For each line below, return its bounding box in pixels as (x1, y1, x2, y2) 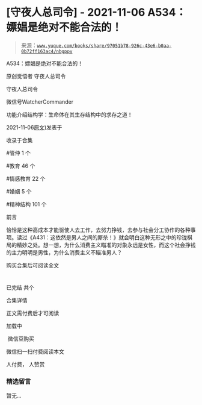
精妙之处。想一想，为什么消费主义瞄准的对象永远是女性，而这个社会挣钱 (16, 241, 196, 248)
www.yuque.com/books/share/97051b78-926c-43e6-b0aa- (37, 43, 172, 49)
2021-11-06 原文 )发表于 (6, 124, 63, 131)
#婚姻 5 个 (6, 187, 32, 195)
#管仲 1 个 (6, 149, 31, 157)
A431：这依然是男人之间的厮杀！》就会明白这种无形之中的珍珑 (32, 233, 188, 241)
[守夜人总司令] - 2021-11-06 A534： (6, 5, 187, 19)
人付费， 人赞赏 (6, 361, 45, 368)
